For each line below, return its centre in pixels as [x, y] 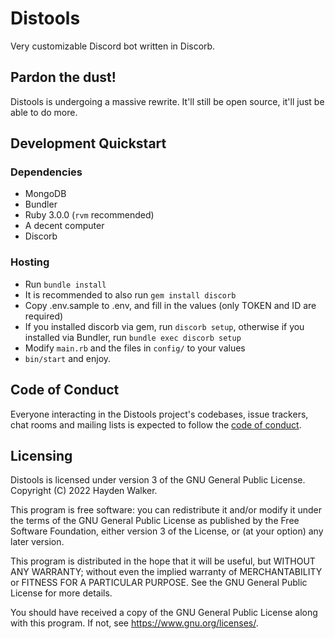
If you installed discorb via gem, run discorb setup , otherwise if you [164, 326]
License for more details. [61, 593]
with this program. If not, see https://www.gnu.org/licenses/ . [134, 623]
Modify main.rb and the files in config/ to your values [135, 348]
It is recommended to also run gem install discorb [130, 294]
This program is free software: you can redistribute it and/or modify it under [166, 510]
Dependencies [46, 172]
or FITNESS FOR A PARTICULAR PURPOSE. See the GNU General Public [159, 583]
